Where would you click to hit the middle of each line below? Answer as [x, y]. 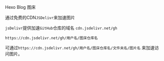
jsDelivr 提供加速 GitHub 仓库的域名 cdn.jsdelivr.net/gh [61, 28]
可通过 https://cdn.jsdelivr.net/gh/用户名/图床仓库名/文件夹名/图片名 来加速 [80, 48]
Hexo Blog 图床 [20, 7]
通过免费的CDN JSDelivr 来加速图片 [40, 18]
